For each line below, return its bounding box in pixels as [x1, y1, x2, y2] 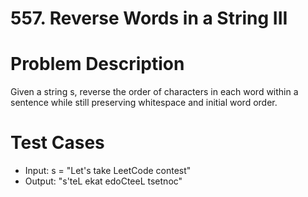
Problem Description [10, 53, 185, 76]
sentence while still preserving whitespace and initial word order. [10, 97, 278, 109]
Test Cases [10, 132, 105, 154]
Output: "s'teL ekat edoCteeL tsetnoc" [24, 175, 183, 187]
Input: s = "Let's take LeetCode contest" [24, 165, 192, 177]
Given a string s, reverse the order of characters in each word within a [10, 86, 299, 98]
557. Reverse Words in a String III [10, 7, 288, 30]
